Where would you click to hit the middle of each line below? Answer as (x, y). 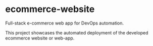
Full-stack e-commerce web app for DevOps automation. (65, 23)
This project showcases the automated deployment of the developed (77, 32)
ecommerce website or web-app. (40, 38)
